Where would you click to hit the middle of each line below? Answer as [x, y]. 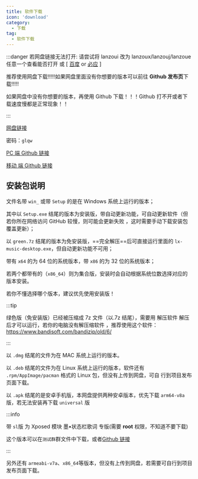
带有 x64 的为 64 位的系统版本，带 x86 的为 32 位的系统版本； [81, 261]
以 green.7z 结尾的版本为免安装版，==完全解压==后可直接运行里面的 [90, 241]
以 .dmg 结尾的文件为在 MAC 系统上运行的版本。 [64, 355]
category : [18, 22]
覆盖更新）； [20, 229]
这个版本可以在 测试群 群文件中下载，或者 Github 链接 [68, 439]
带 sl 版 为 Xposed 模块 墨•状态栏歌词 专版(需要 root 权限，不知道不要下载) [97, 426]
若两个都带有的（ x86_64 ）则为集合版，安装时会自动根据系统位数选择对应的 [97, 273]
